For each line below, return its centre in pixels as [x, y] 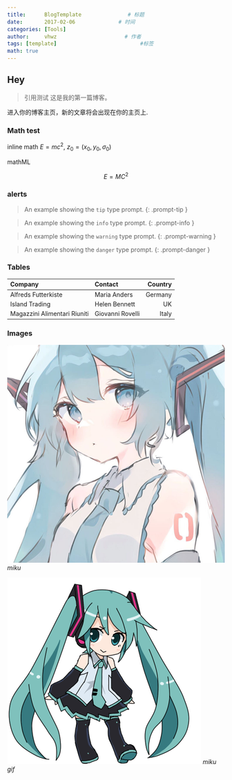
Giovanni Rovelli [117, 314]
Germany [159, 295]
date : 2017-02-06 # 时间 [71, 22]
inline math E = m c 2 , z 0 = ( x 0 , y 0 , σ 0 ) [59, 147]
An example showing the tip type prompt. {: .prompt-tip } [106, 209]
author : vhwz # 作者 [74, 37]
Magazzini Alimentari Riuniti [49, 314]
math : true [23, 51]
